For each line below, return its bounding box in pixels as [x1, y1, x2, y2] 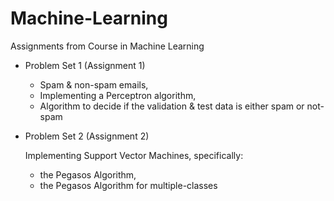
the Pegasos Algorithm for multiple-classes [39, 179, 218, 191]
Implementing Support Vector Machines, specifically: [24, 149, 244, 161]
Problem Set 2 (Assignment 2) [24, 130, 150, 142]
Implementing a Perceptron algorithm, [39, 89, 197, 101]
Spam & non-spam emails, [39, 78, 149, 91]
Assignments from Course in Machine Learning [10, 40, 205, 52]
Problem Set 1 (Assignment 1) [24, 59, 146, 71]
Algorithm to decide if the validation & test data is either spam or [39, 100, 305, 112]
